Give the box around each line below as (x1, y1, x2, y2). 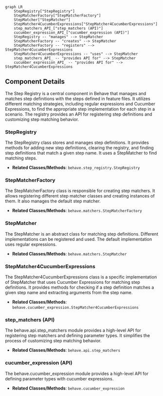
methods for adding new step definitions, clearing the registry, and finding (5, 145, 154, 151)
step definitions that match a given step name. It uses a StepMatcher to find (5, 150, 157, 156)
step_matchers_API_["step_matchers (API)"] (14, 26, 104, 31)
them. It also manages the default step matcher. (5, 198, 101, 204)
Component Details (5, 78, 65, 86)
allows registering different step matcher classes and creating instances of (5, 193, 155, 199)
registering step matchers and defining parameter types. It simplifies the (5, 333, 150, 338)
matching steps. (5, 155, 37, 161)
